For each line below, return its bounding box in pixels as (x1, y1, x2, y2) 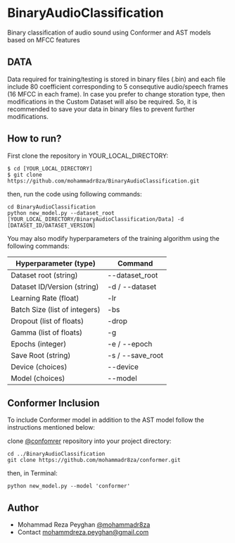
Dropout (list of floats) (11, 316, 84, 325)
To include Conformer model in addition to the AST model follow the (7, 416, 205, 424)
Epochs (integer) (11, 339, 67, 349)
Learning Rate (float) (11, 293, 80, 303)
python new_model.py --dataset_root (7, 209, 115, 216)
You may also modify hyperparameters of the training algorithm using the (7, 234, 220, 242)
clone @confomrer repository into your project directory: (7, 437, 172, 445)
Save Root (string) (11, 350, 71, 360)
